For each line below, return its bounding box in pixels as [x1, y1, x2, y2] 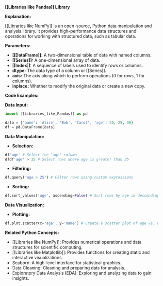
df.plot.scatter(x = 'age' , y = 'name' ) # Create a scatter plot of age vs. [5, 221, 155, 226]
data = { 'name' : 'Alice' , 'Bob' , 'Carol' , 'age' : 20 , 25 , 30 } [5, 120, 133, 125]
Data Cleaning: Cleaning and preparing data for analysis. [12, 265, 126, 270]
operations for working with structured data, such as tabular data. [5, 34, 137, 39]
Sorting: [12, 184, 29, 190]
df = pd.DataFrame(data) [5, 125, 55, 129]
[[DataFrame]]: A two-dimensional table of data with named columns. [12, 52, 152, 58]
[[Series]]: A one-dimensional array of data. [12, 57, 100, 63]
